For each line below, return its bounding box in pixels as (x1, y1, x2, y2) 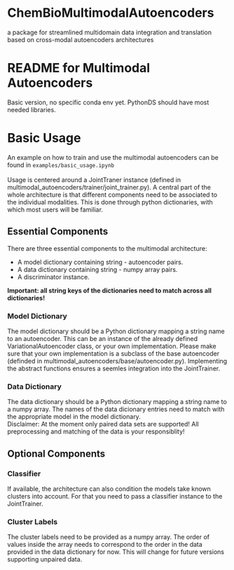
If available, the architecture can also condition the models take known (7, 485, 212, 493)
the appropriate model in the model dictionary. (7, 412, 142, 421)
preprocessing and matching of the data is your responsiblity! (7, 427, 185, 436)
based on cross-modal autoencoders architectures (7, 35, 154, 43)
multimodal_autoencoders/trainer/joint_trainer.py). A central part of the (7, 183, 212, 191)
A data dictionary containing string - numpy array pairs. (17, 265, 178, 274)
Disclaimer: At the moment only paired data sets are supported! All (7, 420, 200, 429)
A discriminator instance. (17, 272, 90, 281)
